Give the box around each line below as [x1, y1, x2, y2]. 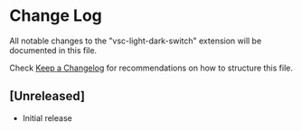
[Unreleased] [9, 89, 86, 104]
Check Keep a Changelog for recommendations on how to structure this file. [9, 62, 294, 73]
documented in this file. [9, 44, 98, 55]
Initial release [22, 112, 72, 123]
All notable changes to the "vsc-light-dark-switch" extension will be [9, 35, 262, 46]
